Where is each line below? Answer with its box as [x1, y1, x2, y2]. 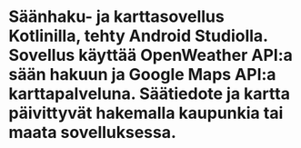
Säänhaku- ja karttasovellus [8, 6, 225, 27]
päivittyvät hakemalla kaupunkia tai [8, 103, 284, 123]
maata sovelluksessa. [8, 123, 176, 143]
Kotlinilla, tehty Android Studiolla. [8, 25, 268, 46]
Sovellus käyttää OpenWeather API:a [8, 45, 293, 65]
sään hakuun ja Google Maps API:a [8, 64, 276, 85]
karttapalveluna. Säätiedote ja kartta [8, 84, 290, 104]
